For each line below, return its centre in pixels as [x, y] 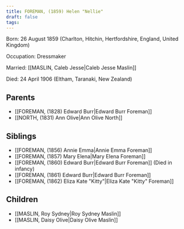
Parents [21, 97]
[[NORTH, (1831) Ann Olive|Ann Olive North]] [69, 118]
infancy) [25, 169]
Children [22, 199]
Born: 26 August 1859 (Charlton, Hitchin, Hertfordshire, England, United [92, 39]
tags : [13, 22]
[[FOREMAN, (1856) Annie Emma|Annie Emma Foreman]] [83, 150]
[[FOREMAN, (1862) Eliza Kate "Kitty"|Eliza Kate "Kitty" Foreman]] [94, 181]
